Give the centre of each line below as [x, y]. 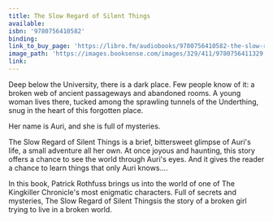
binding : [23, 39]
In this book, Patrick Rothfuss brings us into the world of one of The [122, 183]
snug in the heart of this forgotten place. [76, 110]
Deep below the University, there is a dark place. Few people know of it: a [132, 84]
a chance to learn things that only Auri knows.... [88, 168]
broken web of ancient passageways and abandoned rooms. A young [125, 93]
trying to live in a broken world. [60, 209]
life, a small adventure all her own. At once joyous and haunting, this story [132, 150]
